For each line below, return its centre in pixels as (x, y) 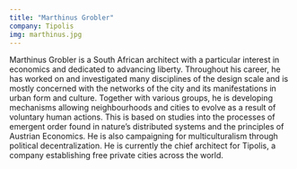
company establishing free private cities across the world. (117, 156)
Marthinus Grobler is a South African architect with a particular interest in (144, 60)
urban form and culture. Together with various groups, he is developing (141, 98)
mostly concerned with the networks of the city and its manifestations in (143, 89)
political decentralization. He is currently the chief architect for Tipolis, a (143, 146)
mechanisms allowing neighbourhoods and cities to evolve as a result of (143, 108)
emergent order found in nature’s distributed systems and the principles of (147, 127)
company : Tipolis (42, 26)
